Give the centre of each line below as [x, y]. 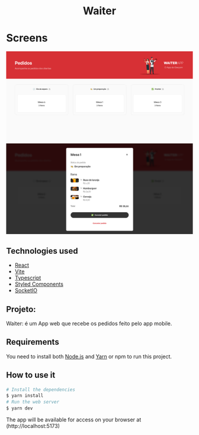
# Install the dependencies [41, 390]
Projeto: [21, 309]
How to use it [31, 375]
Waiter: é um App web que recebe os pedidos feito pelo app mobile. [89, 323]
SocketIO [26, 291]
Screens [27, 38]
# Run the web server [33, 402]
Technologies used [42, 251]
